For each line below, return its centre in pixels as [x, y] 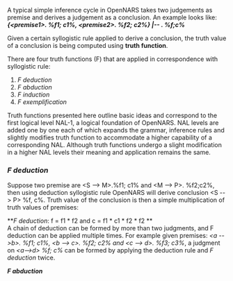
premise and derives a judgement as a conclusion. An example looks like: [112, 17]
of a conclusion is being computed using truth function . [88, 45]
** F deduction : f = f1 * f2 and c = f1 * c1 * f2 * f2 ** [80, 221]
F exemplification [42, 102]
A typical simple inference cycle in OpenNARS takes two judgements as [110, 10]
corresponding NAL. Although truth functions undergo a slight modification [115, 145]
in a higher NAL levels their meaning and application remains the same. [109, 152]
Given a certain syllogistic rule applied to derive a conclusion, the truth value [117, 38]
